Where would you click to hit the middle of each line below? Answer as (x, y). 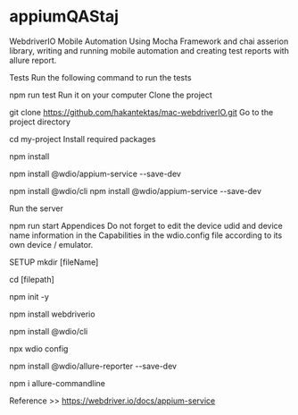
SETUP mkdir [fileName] (54, 262)
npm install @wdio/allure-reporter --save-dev (93, 366)
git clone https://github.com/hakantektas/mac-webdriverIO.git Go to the (141, 112)
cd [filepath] (32, 279)
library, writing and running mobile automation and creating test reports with (149, 50)
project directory (40, 122)
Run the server (37, 208)
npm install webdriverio (52, 314)
